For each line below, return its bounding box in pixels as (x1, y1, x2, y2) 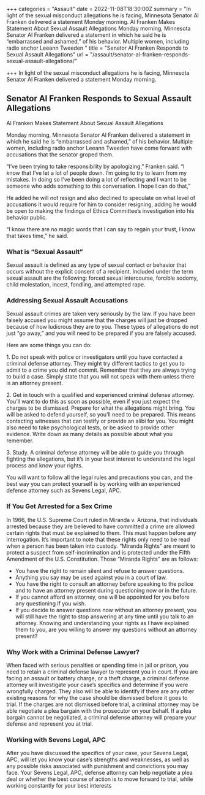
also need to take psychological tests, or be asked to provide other (6, 424, 174, 431)
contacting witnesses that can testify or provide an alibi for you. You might (6, 417, 194, 425)
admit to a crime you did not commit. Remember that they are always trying (6, 366, 196, 374)
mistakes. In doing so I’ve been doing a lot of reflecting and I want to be (6, 175, 187, 183)
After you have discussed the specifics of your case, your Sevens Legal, (6, 750, 188, 757)
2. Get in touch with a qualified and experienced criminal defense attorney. (6, 391, 195, 399)
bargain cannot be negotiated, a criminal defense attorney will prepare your (6, 714, 197, 721)
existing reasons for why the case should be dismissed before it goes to (6, 694, 188, 701)
